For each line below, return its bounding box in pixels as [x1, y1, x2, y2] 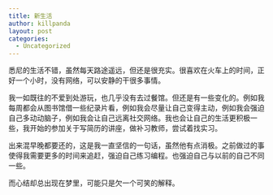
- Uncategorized [15, 42, 71, 50]
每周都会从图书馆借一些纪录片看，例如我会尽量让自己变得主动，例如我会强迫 [8, 103, 265, 113]
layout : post [8, 27, 53, 35]
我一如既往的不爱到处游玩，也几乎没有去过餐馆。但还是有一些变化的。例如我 [8, 93, 265, 102]
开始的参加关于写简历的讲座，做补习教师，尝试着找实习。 [29, 123, 222, 133]
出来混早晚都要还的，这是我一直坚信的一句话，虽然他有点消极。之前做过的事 [8, 141, 265, 150]
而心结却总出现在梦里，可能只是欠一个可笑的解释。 [8, 178, 180, 188]
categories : [8, 34, 49, 43]
